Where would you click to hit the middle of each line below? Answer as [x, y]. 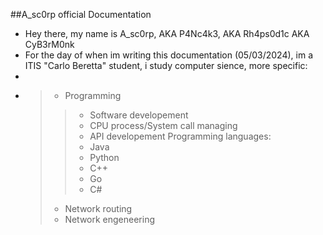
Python [104, 157]
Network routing [98, 208]
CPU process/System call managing [163, 125]
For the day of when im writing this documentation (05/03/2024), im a [169, 55]
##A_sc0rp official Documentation [81, 14]
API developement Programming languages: [180, 136]
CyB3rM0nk [49, 44]
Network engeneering [110, 219]
